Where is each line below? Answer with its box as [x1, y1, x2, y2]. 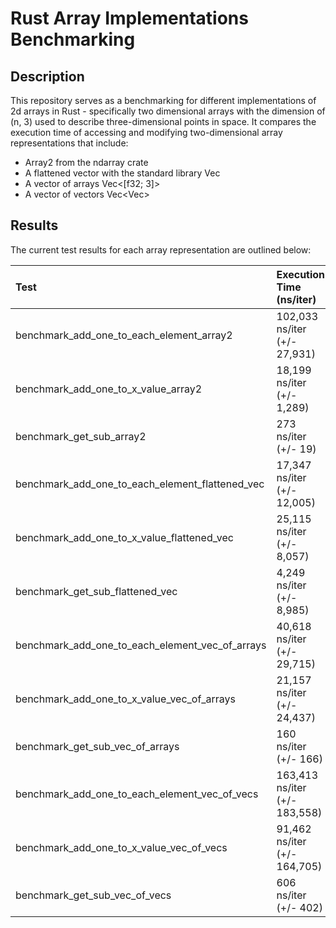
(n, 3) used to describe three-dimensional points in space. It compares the [10, 116, 317, 127]
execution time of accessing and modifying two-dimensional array [10, 127, 283, 138]
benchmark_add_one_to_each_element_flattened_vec [15, 477, 265, 491]
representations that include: [10, 137, 129, 149]
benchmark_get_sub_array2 [15, 429, 147, 443]
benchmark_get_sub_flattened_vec [15, 584, 178, 598]
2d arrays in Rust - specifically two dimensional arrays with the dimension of [10, 105, 326, 117]
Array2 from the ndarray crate [24, 157, 149, 168]
